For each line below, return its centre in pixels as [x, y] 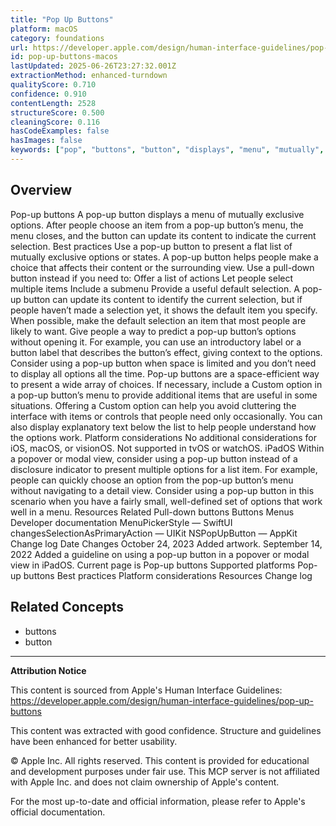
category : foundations [57, 38]
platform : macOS [44, 29]
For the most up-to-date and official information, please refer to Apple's [158, 801]
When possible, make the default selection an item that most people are [158, 320]
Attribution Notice [48, 670]
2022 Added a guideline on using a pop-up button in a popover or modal [160, 554]
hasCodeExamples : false [60, 131]
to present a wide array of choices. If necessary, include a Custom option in [166, 384]
